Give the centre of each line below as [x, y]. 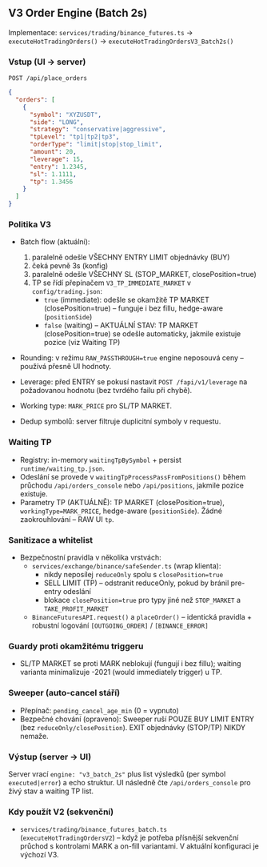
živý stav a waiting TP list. [51, 791]
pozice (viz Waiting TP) [82, 343]
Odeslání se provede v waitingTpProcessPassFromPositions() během [133, 476]
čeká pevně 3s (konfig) [70, 266]
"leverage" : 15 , [56, 159]
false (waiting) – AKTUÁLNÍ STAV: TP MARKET [121, 325]
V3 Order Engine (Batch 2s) [78, 13]
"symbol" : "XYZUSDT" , [66, 114]
